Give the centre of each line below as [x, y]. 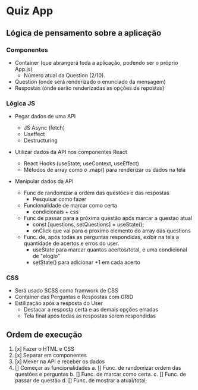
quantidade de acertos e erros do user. [71, 243]
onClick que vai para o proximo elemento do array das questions [112, 231]
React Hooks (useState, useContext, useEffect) [81, 163]
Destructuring [40, 140]
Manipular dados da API [44, 181]
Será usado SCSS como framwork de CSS [66, 291]
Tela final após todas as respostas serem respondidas [90, 316]
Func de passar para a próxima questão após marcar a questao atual [108, 218]
